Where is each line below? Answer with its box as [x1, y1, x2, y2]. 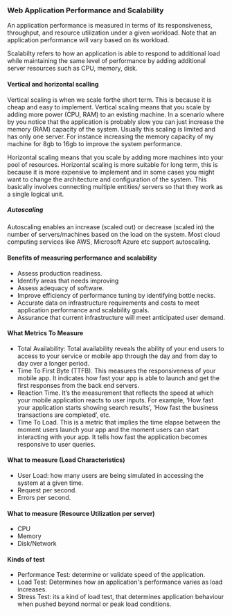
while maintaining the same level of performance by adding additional [7, 57, 206, 65]
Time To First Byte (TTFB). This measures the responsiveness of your [17, 366, 216, 375]
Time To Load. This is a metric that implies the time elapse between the [17, 418, 221, 426]
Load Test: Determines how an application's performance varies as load [17, 578, 223, 587]
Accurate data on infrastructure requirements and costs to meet [17, 298, 199, 307]
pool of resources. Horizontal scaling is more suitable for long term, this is [7, 160, 218, 168]
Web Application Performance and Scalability [7, 6, 164, 15]
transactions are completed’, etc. [17, 411, 111, 419]
